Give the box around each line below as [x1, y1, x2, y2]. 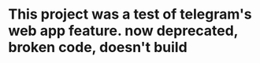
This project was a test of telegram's [8, 5, 252, 23]
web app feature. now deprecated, [8, 22, 239, 40]
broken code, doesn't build [8, 39, 188, 56]
